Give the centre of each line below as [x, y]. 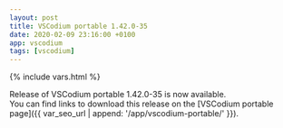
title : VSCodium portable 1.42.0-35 [78, 26]
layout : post [34, 18]
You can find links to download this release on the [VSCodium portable [141, 104]
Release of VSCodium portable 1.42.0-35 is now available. [118, 95]
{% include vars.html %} [55, 77]
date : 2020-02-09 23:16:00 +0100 [73, 34]
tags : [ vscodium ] [42, 51]
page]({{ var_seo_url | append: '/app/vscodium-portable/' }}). [124, 114]
